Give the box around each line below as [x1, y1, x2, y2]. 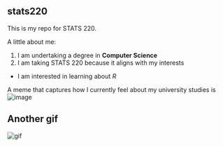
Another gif [7, 113, 58, 125]
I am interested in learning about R [17, 72, 117, 80]
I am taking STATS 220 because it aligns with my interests [17, 59, 185, 67]
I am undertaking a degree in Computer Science [17, 51, 158, 59]
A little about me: [7, 38, 57, 46]
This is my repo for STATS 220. [7, 24, 96, 32]
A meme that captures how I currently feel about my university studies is [7, 85, 216, 93]
